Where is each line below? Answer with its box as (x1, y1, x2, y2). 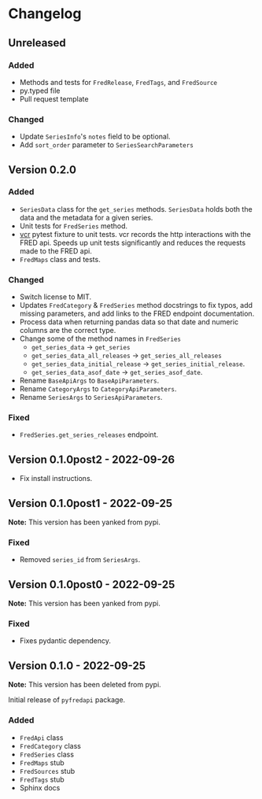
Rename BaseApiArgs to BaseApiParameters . (19, 375, 160, 386)
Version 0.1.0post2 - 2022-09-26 (8, 453, 175, 466)
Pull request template (19, 94, 89, 103)
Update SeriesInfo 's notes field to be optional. (19, 131, 171, 142)
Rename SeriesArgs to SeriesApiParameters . (19, 393, 163, 402)
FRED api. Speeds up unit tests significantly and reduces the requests (19, 238, 246, 247)
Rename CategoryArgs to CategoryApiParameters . (19, 384, 177, 394)
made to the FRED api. (19, 246, 92, 256)
